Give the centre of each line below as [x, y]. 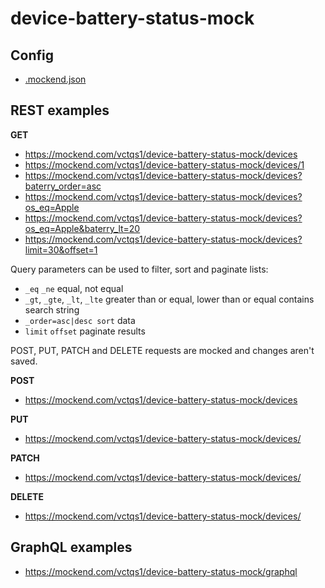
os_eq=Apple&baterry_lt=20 [82, 228]
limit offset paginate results [85, 331]
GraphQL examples [71, 547]
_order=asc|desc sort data [80, 320]
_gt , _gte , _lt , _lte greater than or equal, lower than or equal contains [169, 299]
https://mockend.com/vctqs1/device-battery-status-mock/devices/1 [164, 164]
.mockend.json [55, 79]
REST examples [60, 110]
